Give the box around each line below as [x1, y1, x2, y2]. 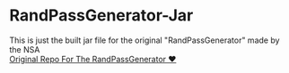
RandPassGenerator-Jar [9, 5, 194, 26]
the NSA [9, 44, 40, 54]
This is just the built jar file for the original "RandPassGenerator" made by [9, 35, 280, 45]
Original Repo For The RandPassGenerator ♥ [9, 53, 177, 64]
